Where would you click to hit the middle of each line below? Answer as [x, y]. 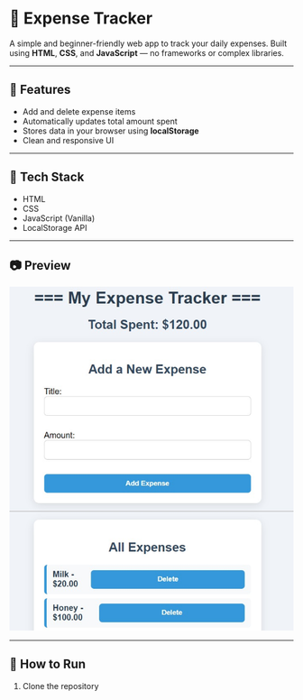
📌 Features [40, 90]
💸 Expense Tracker [81, 18]
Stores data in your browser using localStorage [111, 131]
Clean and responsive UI [68, 140]
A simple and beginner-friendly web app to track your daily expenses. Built [148, 43]
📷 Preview [40, 265]
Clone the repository [60, 686]
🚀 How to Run [48, 664]
